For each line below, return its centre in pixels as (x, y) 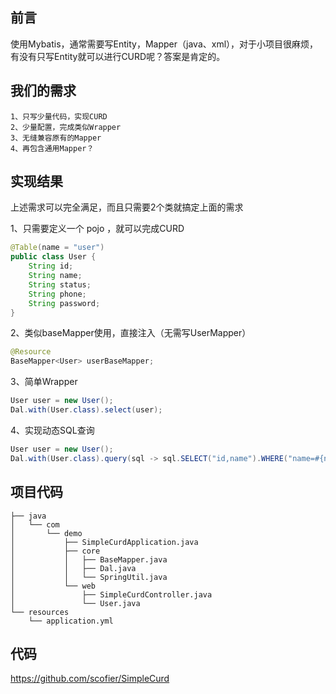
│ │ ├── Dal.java (73, 568)
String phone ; (57, 294)
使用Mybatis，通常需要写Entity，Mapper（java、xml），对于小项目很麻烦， (164, 44)
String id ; (51, 266)
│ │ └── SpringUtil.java (89, 577)
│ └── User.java (75, 603)
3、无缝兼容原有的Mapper (56, 138)
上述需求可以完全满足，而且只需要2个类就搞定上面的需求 (127, 207)
